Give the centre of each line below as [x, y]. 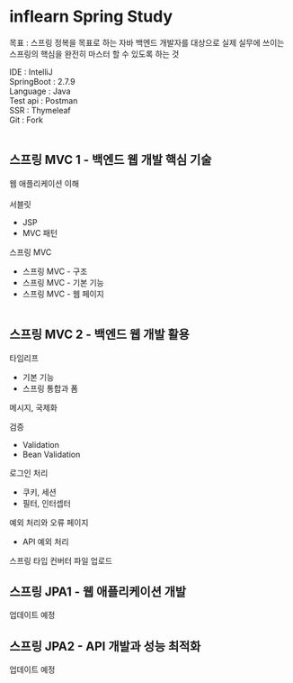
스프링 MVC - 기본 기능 [63, 282]
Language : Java [40, 91]
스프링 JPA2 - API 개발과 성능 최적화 [105, 646]
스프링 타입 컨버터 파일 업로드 [61, 560]
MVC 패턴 [40, 232]
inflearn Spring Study [91, 17]
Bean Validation [51, 454]
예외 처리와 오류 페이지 [49, 522]
